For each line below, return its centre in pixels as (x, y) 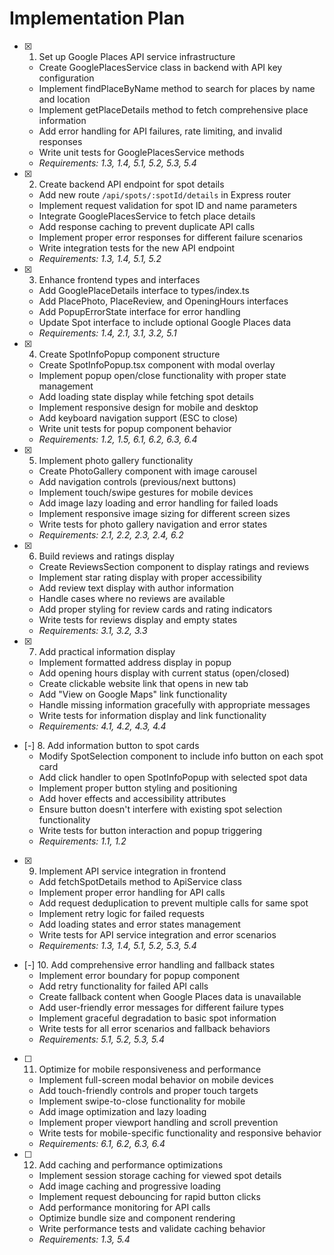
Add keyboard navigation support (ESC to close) (138, 418)
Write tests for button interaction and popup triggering (150, 830)
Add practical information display (107, 651)
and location (64, 99)
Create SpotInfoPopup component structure (129, 354)
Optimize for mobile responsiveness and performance (150, 1069)
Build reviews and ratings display (106, 556)
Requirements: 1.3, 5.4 (84, 1239)
